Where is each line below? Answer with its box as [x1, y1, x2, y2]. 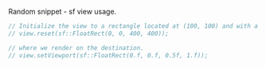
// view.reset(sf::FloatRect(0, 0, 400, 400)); [8, 30, 170, 37]
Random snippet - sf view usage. [8, 7, 117, 16]
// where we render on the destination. [8, 44, 145, 52]
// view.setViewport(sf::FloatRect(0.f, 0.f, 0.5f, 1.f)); [8, 51, 209, 59]
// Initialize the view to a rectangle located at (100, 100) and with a [8, 22, 259, 30]
